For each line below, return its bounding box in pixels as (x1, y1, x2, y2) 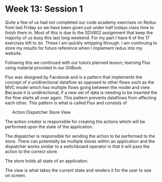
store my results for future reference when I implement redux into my (5, 45, 143, 51)
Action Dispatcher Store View (12, 109, 71, 115)
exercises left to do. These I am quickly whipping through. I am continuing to (5, 40, 157, 45)
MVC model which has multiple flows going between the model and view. (5, 84, 151, 90)
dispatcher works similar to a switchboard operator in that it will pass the (5, 143, 150, 149)
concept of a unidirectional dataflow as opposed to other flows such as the (5, 79, 155, 85)
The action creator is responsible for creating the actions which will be (5, 119, 146, 124)
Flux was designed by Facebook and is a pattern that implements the (5, 74, 143, 80)
